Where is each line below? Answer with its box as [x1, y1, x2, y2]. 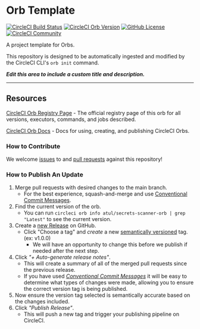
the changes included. [14, 298, 70, 305]
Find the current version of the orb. [14, 203, 101, 210]
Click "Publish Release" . [14, 305, 74, 312]
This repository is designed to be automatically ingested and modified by [6, 52, 185, 60]
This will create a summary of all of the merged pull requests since [23, 260, 187, 267]
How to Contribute [6, 142, 61, 150]
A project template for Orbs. [6, 41, 75, 48]
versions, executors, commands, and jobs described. [6, 116, 136, 123]
